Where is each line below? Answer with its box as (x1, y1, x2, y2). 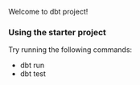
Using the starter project (8, 26, 107, 38)
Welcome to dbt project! (8, 7, 89, 16)
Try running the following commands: (8, 45, 133, 55)
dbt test (19, 69, 47, 79)
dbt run (19, 60, 45, 71)
